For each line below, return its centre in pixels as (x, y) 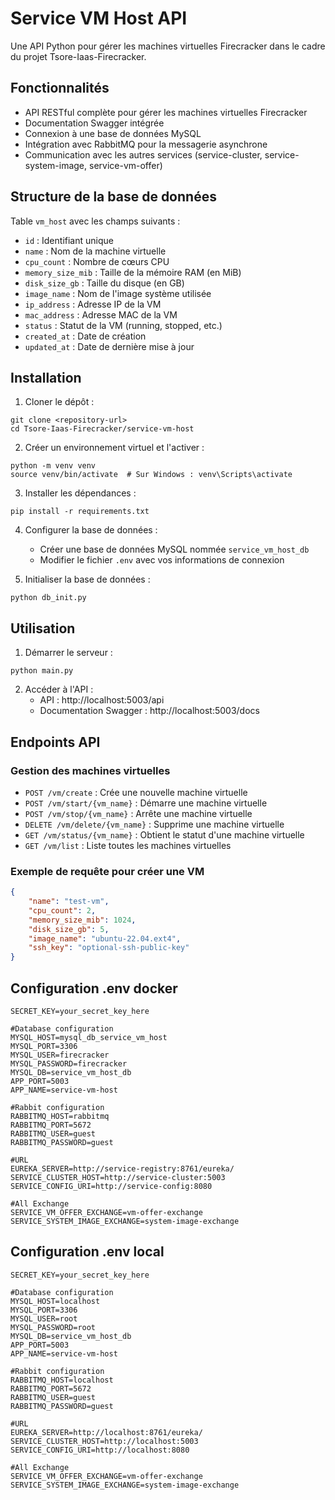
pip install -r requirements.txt (80, 512)
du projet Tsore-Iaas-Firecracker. (78, 56)
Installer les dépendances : (80, 493)
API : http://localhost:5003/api (102, 700)
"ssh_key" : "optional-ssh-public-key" (109, 948)
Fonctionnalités (60, 88)
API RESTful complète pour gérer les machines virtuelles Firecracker (166, 112)
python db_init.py (48, 598)
